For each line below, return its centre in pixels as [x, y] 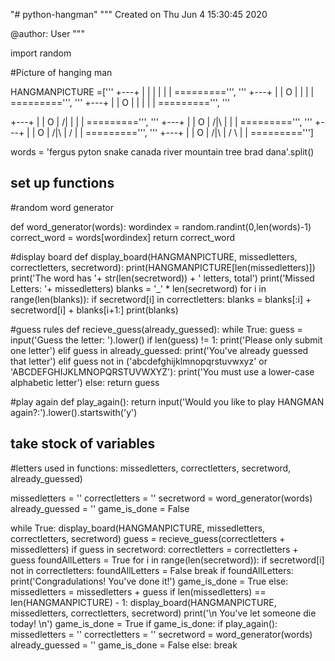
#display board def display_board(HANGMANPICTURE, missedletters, [154, 256]
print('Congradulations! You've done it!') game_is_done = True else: [149, 581]
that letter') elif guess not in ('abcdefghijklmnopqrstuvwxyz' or [139, 361]
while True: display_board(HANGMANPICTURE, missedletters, [138, 528]
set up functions [62, 183]
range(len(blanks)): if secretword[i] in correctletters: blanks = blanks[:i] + [161, 299]
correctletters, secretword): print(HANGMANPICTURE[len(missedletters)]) [163, 267]
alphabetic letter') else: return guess [85, 382]
